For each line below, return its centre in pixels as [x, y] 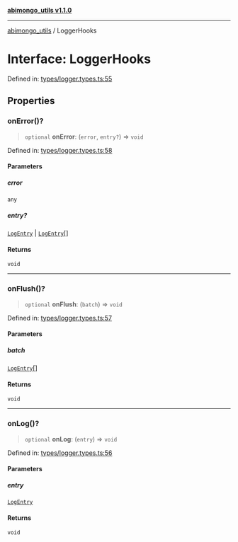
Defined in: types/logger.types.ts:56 [60, 453]
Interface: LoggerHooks [79, 59]
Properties [31, 101]
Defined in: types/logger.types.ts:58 [60, 150]
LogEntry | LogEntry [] [38, 233]
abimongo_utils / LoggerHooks [52, 30]
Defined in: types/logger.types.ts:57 [59, 318]
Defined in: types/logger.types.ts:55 [60, 79]
